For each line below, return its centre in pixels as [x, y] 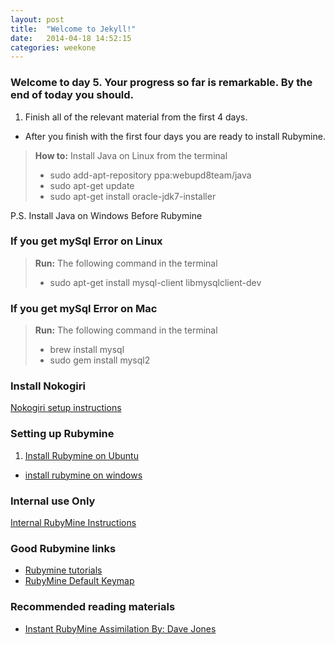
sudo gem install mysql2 [100, 360]
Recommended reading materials [93, 607]
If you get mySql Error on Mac [84, 308]
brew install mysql [87, 350]
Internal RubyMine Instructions [73, 523]
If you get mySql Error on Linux [86, 241]
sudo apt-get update [92, 185]
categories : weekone [53, 47]
